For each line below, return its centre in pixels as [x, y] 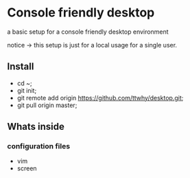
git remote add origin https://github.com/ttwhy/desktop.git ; [100, 98]
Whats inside [36, 127]
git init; [27, 90]
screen [27, 168]
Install [21, 67]
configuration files [39, 146]
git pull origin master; [47, 105]
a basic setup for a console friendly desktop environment [88, 32]
